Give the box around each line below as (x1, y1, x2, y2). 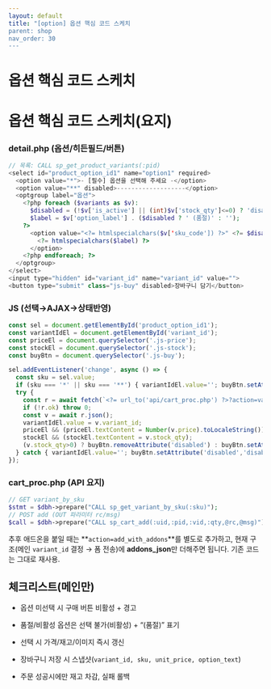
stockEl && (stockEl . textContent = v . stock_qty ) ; (23, 433, 194, 442)
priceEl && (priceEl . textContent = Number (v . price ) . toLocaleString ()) (23, 426, 265, 434)
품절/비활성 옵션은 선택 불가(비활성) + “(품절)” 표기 (19, 620, 180, 630)
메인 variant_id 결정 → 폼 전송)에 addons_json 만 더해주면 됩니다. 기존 (17, 543, 244, 554)
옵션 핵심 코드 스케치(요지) (8, 112, 173, 130)
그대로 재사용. (16, 554, 60, 564)
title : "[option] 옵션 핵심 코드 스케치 (8, 19, 131, 27)
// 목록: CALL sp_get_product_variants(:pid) (8, 161, 161, 170)
